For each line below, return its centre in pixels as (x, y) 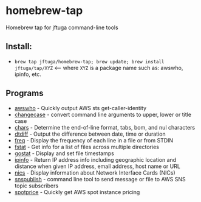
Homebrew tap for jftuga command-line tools (62, 27)
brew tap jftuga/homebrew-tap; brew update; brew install (89, 61)
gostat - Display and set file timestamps (64, 153)
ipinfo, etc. (28, 74)
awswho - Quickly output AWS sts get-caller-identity (80, 108)
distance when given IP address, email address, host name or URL (97, 166)
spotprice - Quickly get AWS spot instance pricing (77, 192)
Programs (25, 93)
